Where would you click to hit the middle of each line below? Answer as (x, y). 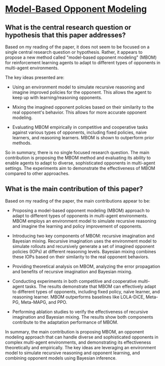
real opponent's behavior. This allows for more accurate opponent (79, 112)
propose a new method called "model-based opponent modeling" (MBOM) (81, 57)
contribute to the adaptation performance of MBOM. (65, 322)
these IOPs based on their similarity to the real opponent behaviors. (81, 257)
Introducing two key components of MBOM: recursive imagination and (83, 236)
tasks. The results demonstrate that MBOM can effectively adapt (91, 286)
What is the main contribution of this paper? (74, 189)
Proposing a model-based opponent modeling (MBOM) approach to (81, 210)
